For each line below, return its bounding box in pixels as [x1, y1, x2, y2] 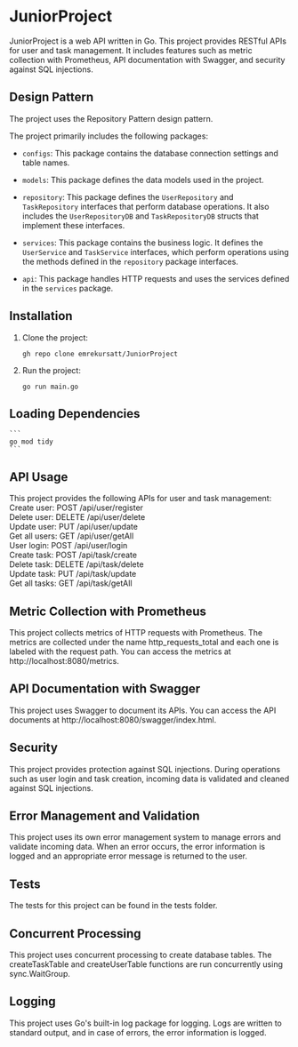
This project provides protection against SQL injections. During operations [9, 763, 281, 774]
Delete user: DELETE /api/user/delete [9, 512, 146, 523]
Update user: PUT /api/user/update [9, 522, 138, 532]
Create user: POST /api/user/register [9, 502, 144, 513]
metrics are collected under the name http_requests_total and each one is [9, 637, 279, 647]
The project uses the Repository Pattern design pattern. [9, 113, 213, 124]
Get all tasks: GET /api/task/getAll [9, 578, 133, 588]
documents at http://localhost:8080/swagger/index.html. [9, 714, 217, 725]
